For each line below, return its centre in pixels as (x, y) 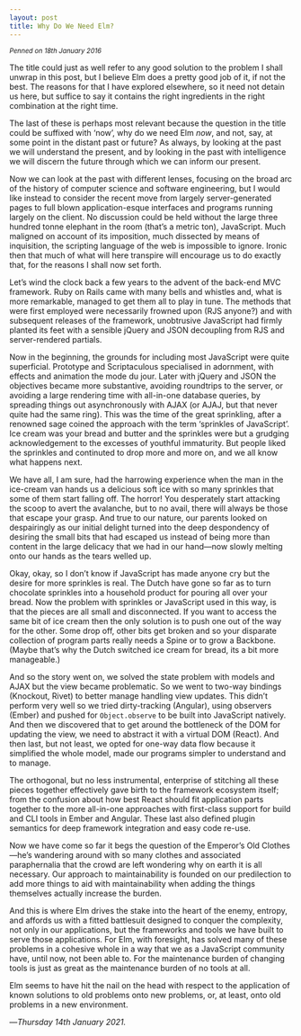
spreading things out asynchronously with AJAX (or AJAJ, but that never (144, 405)
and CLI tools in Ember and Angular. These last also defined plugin (133, 818)
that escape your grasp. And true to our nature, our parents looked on (138, 517)
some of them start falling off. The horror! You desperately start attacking (145, 498)
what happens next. (46, 462)
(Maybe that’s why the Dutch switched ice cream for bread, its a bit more (144, 649)
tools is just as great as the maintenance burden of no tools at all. (130, 968)
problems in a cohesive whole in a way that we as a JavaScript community (147, 949)
